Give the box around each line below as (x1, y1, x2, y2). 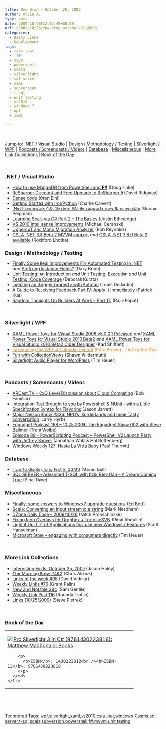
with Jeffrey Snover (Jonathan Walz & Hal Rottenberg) (12, 437, 123, 443)
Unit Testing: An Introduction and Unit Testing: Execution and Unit (12, 271, 147, 277)
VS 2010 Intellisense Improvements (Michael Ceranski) (12, 221, 124, 227)
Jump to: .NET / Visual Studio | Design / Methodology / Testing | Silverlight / (5, 141, 160, 147)
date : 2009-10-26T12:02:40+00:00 (5, 21, 74, 26)
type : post (5, 16, 28, 21)
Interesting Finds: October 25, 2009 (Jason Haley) (12, 565, 115, 571)
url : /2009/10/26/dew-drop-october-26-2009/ (5, 26, 98, 31)
